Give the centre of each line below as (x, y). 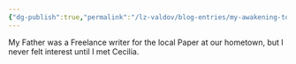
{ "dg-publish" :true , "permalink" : (70, 17)
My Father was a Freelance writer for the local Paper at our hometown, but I (146, 42)
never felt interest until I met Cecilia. (74, 51)
